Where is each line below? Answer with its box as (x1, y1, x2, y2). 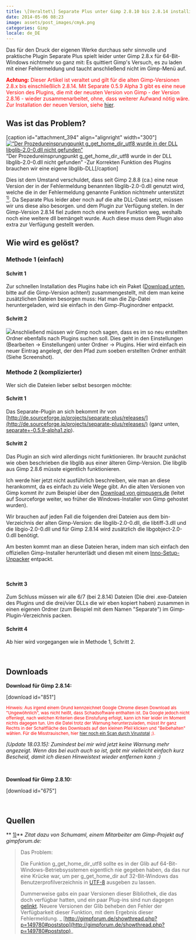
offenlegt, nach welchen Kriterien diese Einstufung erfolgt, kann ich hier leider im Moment (6, 715, 186, 721)
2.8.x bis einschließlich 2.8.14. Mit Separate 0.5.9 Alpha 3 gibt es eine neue (6, 83, 185, 90)
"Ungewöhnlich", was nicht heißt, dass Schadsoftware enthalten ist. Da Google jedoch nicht (6, 710, 190, 716)
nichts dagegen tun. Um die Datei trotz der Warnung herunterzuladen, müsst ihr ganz (6, 720, 177, 726)
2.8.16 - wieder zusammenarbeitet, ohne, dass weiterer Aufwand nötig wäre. (6, 95, 190, 102)
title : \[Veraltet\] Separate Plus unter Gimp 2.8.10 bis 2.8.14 (6, 8, 168, 15)
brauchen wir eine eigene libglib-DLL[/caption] (6, 165, 118, 172)
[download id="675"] (6, 787, 57, 794)
